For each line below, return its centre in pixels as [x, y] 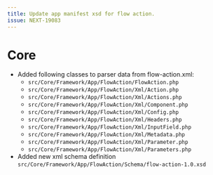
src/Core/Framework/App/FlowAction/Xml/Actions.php [105, 98]
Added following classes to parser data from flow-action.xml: [106, 74]
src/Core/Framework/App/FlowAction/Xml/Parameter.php [108, 142]
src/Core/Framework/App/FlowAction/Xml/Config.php [103, 112]
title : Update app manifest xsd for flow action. [81, 14]
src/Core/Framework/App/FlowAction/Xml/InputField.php [109, 127]
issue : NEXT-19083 [34, 20]
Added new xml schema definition [67, 157]
